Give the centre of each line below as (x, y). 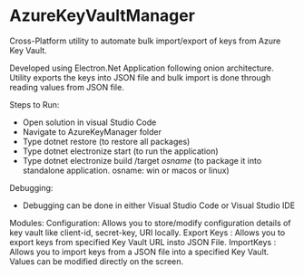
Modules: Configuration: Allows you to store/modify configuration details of (151, 223)
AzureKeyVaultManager (102, 16)
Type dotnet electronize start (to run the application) (121, 151)
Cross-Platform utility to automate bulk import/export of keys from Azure (145, 41)
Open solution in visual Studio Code (89, 122)
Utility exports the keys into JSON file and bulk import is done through (140, 77)
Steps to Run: (34, 104)
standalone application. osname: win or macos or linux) (126, 170)
